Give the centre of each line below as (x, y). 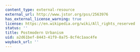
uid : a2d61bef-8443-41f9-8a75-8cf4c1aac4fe (51, 38)
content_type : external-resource (40, 10)
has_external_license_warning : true (43, 19)
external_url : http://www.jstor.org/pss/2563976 (57, 14)
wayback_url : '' (22, 42)
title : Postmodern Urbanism (34, 33)
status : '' (16, 28)
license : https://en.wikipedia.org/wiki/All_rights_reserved (70, 24)
